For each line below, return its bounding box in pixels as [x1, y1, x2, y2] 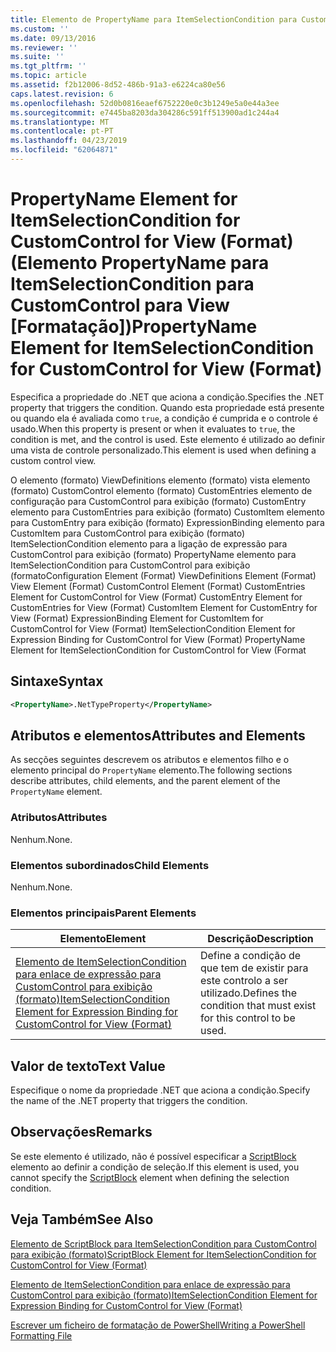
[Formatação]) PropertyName [10, 316, 258, 338]
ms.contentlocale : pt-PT [10, 126, 114, 136]
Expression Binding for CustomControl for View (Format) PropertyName [10, 633, 306, 645]
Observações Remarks [10, 1124, 153, 1141]
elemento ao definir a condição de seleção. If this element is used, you [10, 1161, 300, 1173]
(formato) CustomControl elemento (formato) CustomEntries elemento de [10, 484, 313, 496]
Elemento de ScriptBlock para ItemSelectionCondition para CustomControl [10, 1237, 317, 1250]
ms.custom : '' [10, 24, 70, 34]
